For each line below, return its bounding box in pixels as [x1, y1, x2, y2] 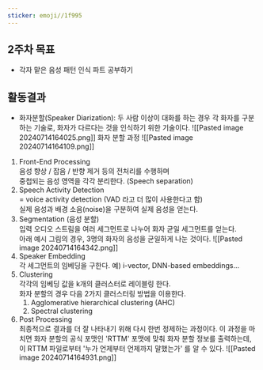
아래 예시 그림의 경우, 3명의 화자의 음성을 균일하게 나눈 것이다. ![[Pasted [18, 234, 243, 244]
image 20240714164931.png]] [18, 353, 116, 362]
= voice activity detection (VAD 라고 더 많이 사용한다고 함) [18, 194, 204, 204]
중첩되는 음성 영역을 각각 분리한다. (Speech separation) [18, 176, 193, 186]
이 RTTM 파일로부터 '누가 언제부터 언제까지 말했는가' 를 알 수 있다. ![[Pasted [18, 344, 256, 353]
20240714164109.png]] [18, 142, 95, 151]
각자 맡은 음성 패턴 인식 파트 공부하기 [18, 65, 134, 75]
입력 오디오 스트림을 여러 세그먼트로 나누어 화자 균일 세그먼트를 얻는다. [18, 225, 237, 234]
